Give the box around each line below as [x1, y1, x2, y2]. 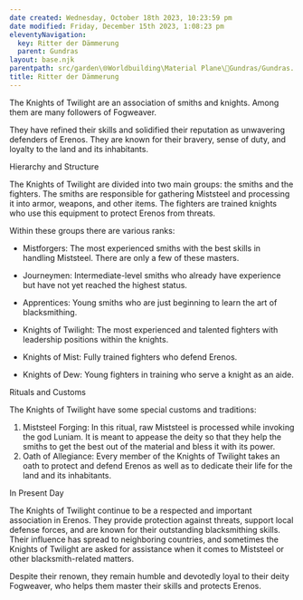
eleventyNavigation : [9, 30, 88, 39]
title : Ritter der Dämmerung [9, 73, 119, 82]
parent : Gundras [17, 47, 79, 56]
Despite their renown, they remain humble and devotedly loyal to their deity [9, 570, 289, 581]
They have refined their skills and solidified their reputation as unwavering [9, 124, 285, 135]
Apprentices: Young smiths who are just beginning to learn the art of [22, 296, 278, 308]
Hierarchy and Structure [9, 160, 99, 172]
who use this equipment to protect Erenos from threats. [9, 208, 215, 218]
